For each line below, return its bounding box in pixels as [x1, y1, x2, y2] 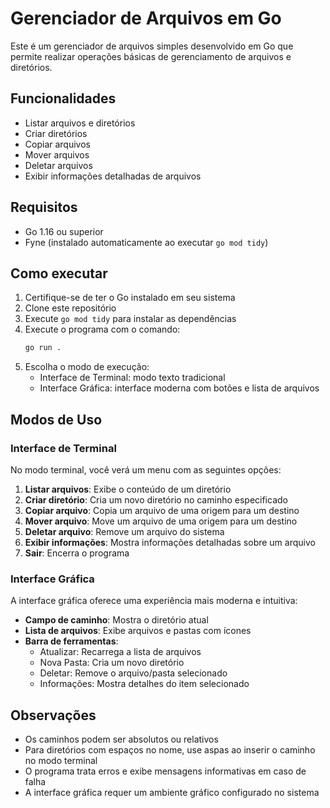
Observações [10, 707, 97, 724]
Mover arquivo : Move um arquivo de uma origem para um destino [24, 515, 298, 527]
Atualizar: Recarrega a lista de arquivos [39, 646, 202, 658]
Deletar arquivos [24, 159, 93, 171]
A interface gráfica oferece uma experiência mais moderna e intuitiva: [10, 595, 298, 607]
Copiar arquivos [24, 138, 91, 150]
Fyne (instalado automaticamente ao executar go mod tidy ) [24, 236, 269, 248]
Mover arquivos [24, 148, 90, 161]
